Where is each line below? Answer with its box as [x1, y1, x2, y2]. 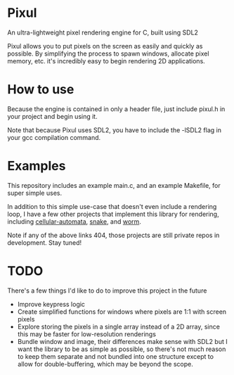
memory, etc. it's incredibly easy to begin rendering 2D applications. [7, 56, 205, 65]
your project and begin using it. [7, 112, 98, 120]
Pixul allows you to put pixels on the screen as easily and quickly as [7, 42, 203, 50]
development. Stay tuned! [7, 238, 82, 247]
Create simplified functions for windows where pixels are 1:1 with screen [17, 307, 227, 316]
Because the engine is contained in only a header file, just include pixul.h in [7, 104, 226, 113]
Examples [7, 158, 66, 174]
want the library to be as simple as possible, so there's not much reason [17, 345, 226, 353]
